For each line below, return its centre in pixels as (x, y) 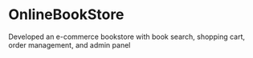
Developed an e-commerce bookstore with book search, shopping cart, (127, 37)
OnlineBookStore (66, 15)
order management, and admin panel (69, 44)
